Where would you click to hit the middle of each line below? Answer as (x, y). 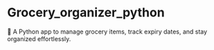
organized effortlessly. (39, 38)
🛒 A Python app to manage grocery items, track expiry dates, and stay (107, 32)
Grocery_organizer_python (86, 13)
